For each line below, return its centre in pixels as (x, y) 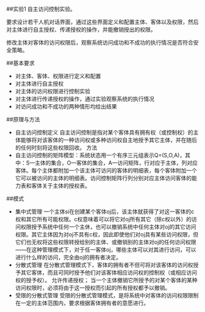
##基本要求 (20, 63)
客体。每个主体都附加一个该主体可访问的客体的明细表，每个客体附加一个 (106, 170)
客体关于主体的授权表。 (61, 186)
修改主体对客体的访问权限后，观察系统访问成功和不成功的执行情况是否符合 (100, 42)
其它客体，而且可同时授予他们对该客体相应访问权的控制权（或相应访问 (109, 272)
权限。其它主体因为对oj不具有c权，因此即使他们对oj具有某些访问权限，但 (107, 234)
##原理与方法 (23, 119)
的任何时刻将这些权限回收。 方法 (56, 147)
